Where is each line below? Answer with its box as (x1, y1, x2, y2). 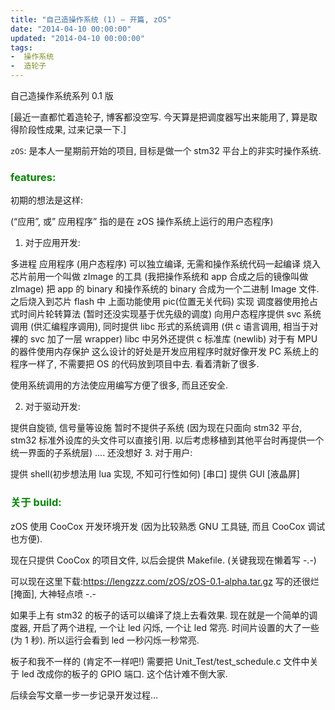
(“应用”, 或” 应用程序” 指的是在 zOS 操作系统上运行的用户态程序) (10, 216, 274, 228)
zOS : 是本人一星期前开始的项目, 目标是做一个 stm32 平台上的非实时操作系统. (10, 145, 322, 156)
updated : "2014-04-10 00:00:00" (10, 33, 145, 43)
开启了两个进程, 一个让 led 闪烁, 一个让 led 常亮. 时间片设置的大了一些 (32, 621, 320, 633)
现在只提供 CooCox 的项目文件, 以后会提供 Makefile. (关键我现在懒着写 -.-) (10, 554, 317, 566)
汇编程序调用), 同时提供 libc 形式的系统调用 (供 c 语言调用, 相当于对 (42, 321, 319, 333)
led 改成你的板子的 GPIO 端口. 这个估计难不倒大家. (21, 667, 228, 680)
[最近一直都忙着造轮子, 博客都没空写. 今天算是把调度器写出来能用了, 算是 (10, 111, 310, 123)
